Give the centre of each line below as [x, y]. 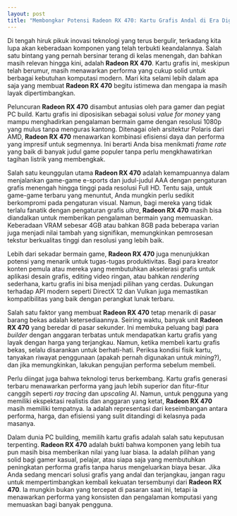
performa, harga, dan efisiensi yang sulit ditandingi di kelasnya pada [107, 416]
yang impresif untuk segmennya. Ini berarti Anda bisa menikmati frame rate [117, 144]
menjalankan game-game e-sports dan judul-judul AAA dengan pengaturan [117, 180]
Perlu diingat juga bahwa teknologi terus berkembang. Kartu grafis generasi [117, 379]
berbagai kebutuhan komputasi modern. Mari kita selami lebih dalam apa [113, 78]
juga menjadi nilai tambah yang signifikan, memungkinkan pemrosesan [110, 233]
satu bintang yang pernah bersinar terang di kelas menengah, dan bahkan [115, 55]
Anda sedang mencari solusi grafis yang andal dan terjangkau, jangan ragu [116, 474]
